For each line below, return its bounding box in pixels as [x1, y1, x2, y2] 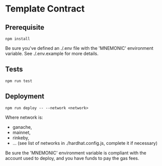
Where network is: [5, 114, 44, 120]
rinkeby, [12, 134, 29, 141]
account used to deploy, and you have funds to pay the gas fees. [5, 155, 139, 161]
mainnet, [12, 129, 31, 135]
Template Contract [5, 3, 85, 15]
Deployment [5, 92, 45, 101]
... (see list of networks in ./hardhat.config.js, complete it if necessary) [12, 140, 158, 146]
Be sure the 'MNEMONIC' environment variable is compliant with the [5, 149, 146, 156]
